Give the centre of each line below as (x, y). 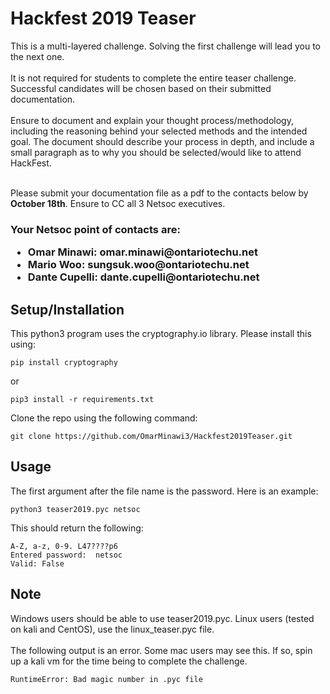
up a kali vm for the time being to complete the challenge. (129, 661)
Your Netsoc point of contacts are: (95, 229)
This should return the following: (77, 528)
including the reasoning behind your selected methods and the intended (159, 131)
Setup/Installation (67, 309)
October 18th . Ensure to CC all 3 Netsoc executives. (118, 203)
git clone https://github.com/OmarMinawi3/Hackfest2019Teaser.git (151, 437)
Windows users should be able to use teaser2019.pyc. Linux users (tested (162, 618)
